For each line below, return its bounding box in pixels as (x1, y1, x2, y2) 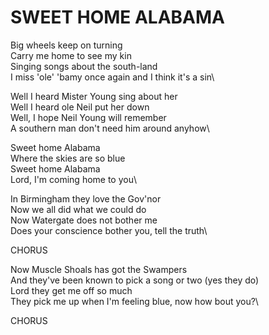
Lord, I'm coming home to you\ (10, 173, 138, 185)
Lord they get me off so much (10, 284, 133, 296)
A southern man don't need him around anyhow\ (10, 122, 210, 134)
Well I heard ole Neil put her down (10, 101, 150, 113)
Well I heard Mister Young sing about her (10, 90, 178, 102)
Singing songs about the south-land (10, 60, 158, 72)
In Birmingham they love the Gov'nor (10, 192, 162, 205)
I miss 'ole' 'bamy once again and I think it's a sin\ (10, 71, 215, 83)
